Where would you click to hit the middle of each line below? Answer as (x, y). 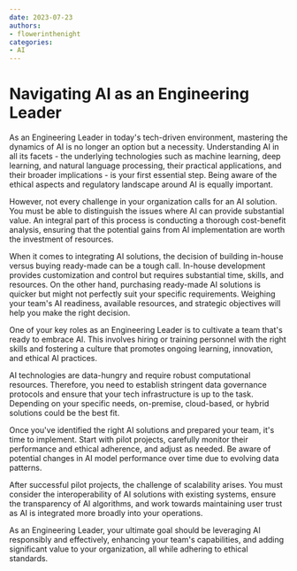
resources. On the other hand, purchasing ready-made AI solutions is (135, 285)
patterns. (26, 468)
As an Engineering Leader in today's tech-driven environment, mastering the (148, 137)
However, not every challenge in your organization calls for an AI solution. (143, 202)
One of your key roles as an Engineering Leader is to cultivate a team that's (146, 330)
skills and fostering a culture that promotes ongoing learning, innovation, (141, 349)
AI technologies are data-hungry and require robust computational (130, 375)
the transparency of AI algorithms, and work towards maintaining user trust (146, 504)
